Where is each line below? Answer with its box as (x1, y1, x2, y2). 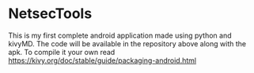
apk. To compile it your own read (8, 47, 116, 57)
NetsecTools (8, 5, 93, 23)
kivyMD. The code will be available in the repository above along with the (8, 38, 247, 48)
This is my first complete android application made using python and (8, 31, 232, 40)
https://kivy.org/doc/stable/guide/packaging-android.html (8, 56, 196, 65)
